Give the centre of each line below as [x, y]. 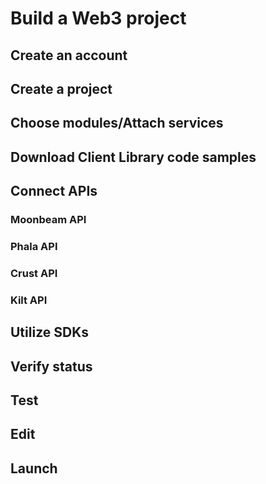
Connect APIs [54, 191]
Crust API [34, 273]
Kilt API [29, 300]
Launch [34, 468]
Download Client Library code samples [133, 157]
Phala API [34, 246]
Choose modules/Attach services [117, 123]
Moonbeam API [48, 220]
